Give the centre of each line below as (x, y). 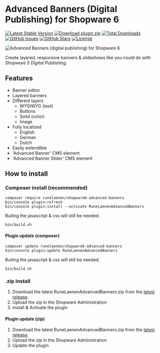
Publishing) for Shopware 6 (62, 19)
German (28, 137)
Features (19, 78)
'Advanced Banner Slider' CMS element (52, 158)
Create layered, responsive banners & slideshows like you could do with (78, 57)
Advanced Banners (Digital (61, 9)
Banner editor (26, 90)
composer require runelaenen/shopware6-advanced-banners (65, 198)
